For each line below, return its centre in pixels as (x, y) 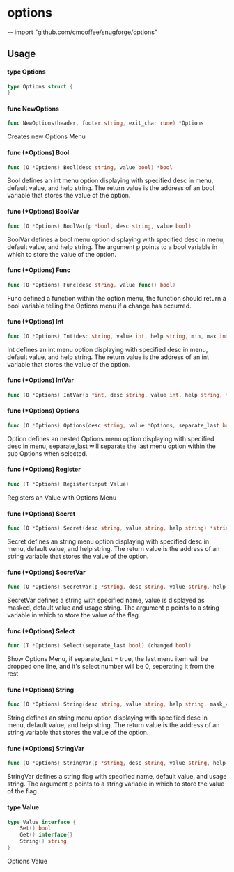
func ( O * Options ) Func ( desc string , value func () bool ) (92, 285)
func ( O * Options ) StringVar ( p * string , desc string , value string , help (117, 763)
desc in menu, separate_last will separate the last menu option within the (111, 446)
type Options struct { (40, 86)
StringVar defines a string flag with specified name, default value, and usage (117, 777)
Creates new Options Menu (46, 136)
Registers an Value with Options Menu (62, 497)
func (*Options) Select (41, 631)
